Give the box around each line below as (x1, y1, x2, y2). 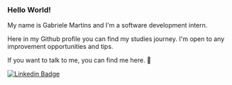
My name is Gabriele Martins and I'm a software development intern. (7, 21, 208, 30)
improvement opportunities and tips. (7, 42, 114, 51)
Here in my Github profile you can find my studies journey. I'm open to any (7, 35, 225, 43)
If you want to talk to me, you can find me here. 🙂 (7, 56, 151, 64)
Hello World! (7, 5, 52, 15)
